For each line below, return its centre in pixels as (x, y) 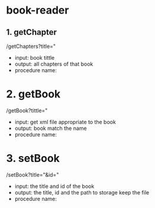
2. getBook (33, 94)
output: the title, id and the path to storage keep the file (82, 192)
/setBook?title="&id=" (33, 174)
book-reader (38, 10)
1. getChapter (32, 32)
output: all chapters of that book (54, 64)
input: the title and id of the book (54, 186)
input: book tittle (35, 58)
